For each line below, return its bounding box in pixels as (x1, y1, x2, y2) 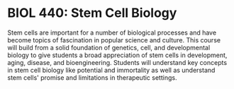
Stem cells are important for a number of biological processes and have (7, 28, 217, 37)
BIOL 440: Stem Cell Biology (7, 5, 177, 21)
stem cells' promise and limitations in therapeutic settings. (7, 73, 177, 82)
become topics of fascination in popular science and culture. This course (7, 35, 221, 44)
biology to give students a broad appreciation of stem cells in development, (7, 51, 228, 59)
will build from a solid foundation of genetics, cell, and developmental (7, 43, 211, 52)
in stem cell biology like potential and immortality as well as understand (7, 66, 216, 74)
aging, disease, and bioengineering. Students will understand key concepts (7, 58, 228, 66)
